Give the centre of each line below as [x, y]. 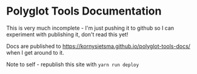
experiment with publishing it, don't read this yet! [67, 34]
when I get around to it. [35, 52]
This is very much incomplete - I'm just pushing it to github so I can [90, 28]
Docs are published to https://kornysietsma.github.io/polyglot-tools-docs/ [98, 46]
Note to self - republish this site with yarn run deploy [73, 64]
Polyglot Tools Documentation [84, 11]
